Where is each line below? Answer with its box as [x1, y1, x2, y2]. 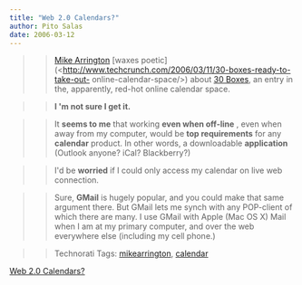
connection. [54, 175, 100, 185]
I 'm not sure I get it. [54, 101, 132, 112]
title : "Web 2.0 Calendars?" [9, 13, 120, 23]
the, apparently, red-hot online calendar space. [54, 83, 231, 95]
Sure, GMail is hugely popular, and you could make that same [54, 192, 284, 204]
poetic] [141, 55, 168, 66]
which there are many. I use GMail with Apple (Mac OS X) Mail [54, 212, 287, 223]
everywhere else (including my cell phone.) [54, 231, 216, 242]
